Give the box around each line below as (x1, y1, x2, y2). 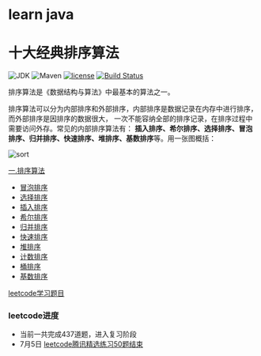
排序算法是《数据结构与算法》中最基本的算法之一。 (8, 87, 175, 97)
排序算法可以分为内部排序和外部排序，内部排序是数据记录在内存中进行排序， (8, 104, 258, 114)
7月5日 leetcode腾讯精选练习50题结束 (19, 339, 144, 349)
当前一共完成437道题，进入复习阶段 (19, 330, 137, 339)
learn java (8, 6, 74, 24)
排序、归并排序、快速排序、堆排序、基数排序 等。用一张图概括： (8, 134, 216, 143)
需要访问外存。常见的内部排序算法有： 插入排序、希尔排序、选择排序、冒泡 (8, 124, 253, 134)
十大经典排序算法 (8, 44, 120, 62)
